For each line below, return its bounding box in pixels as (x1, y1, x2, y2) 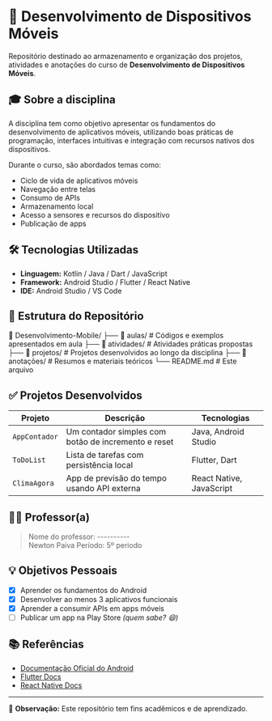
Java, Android (191, 426, 244, 438)
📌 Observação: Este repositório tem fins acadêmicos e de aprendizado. (8, 703, 249, 713)
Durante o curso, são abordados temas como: (8, 159, 162, 169)
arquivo (8, 365, 34, 375)
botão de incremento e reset (66, 436, 174, 447)
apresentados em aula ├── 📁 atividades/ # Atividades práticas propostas (8, 339, 253, 349)
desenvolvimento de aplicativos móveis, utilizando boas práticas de (8, 127, 234, 137)
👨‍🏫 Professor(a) (8, 510, 91, 524)
